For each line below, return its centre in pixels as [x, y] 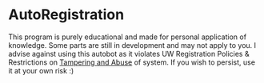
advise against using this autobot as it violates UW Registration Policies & [129, 53]
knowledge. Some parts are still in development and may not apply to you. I [132, 45]
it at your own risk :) [41, 70]
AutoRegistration [66, 15]
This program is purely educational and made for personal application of [127, 37]
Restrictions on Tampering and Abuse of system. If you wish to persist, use [132, 62]
